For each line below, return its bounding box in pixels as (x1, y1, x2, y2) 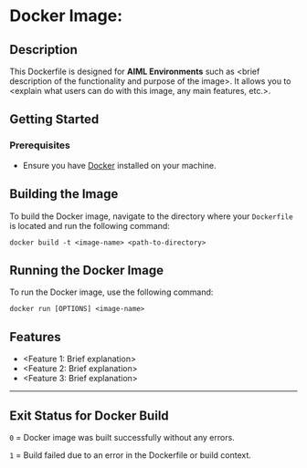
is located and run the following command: (9, 220, 171, 231)
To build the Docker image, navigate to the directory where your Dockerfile (9, 211, 294, 222)
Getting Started (9, 111, 100, 128)
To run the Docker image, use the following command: (9, 286, 214, 297)
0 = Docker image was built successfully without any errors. (9, 432, 235, 442)
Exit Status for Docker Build (9, 408, 169, 423)
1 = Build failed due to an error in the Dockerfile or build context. (9, 449, 251, 461)
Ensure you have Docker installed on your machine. (22, 160, 217, 171)
